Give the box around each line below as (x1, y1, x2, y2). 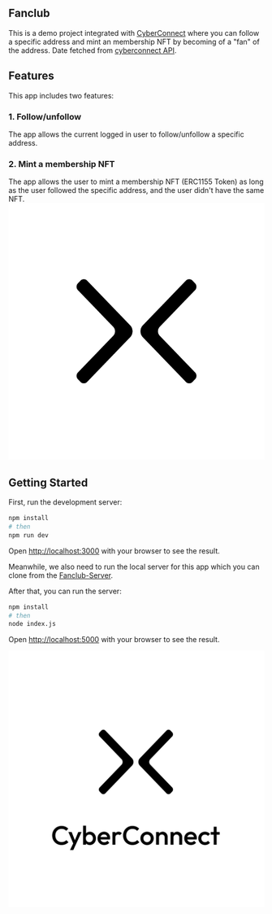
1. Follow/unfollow (8, 111, 82, 122)
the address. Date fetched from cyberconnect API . (8, 45, 177, 55)
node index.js (8, 620, 57, 628)
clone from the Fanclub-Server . (8, 570, 114, 580)
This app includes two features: (8, 90, 114, 100)
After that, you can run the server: (8, 586, 122, 596)
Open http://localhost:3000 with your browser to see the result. (8, 545, 221, 556)
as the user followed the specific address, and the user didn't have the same (8, 186, 265, 195)
